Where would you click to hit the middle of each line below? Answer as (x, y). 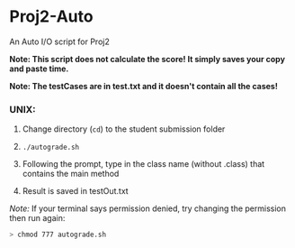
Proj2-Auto (51, 17)
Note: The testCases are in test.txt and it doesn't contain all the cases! (144, 86)
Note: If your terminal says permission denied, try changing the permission (147, 208)
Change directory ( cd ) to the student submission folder (124, 129)
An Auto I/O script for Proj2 (59, 41)
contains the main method (71, 174)
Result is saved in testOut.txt (75, 191)
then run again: (37, 218)
